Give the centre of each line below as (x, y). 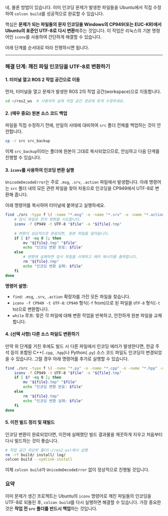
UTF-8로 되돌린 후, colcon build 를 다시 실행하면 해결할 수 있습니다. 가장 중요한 (83, 502)
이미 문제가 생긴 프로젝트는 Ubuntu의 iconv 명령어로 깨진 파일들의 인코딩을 (78, 496)
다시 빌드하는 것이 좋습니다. (32, 441)
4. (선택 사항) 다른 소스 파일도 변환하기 (42, 334)
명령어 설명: (17, 286)
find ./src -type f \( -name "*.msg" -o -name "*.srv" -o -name (73, 215)
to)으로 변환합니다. (30, 309)
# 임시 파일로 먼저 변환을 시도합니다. (48, 220)
